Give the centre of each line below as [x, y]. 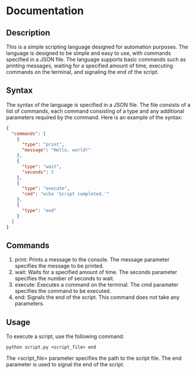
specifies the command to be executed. [63, 291]
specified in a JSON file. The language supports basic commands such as [96, 59]
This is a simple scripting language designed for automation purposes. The [97, 47]
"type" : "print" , [43, 145]
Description [28, 33]
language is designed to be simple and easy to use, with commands [89, 53]
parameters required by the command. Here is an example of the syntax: [94, 117]
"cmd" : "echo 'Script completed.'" [66, 194]
